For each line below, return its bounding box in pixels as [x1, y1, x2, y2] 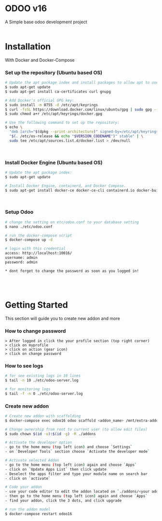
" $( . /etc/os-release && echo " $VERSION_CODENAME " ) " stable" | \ [9, 134, 144, 139]
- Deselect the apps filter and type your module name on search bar [5, 471, 148, 476]
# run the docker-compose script [5, 233, 72, 238]
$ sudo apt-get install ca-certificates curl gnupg [5, 89, 111, 94]
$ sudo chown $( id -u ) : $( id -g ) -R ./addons [5, 431, 96, 436]
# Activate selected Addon [5, 458, 59, 463]
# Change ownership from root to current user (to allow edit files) [5, 427, 148, 432]
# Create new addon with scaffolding [5, 413, 81, 418]
